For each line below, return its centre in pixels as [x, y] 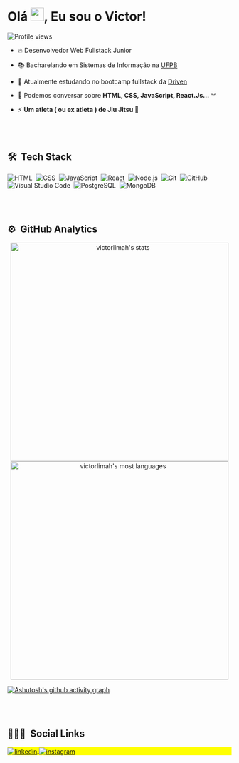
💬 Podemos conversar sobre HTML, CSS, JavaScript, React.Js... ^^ [117, 95]
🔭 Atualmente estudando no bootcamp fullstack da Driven [102, 81]
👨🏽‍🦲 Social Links [46, 733]
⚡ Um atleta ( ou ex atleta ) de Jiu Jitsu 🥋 [78, 109]
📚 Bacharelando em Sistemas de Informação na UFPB [97, 65]
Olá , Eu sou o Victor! [77, 17]
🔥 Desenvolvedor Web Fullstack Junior [74, 50]
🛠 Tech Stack [40, 157]
